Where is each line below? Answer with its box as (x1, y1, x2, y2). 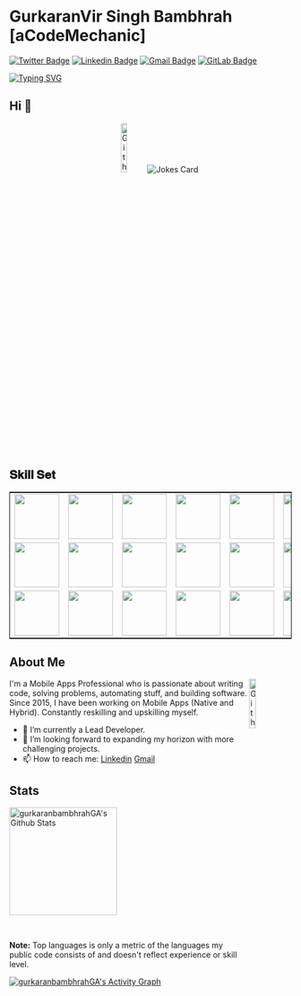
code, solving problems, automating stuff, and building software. (9, 688, 248, 699)
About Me (9, 654, 65, 670)
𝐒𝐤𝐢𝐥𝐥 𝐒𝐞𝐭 (9, 467, 56, 482)
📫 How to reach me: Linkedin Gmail (21, 754, 155, 764)
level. (9, 959, 30, 970)
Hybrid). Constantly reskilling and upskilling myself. (9, 707, 199, 718)
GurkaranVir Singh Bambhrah (9, 6, 233, 27)
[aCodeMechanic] (9, 25, 146, 46)
